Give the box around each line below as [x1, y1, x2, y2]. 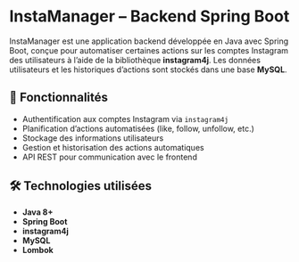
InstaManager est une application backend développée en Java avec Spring [9, 36, 289, 46]
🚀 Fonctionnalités [9, 90, 109, 105]
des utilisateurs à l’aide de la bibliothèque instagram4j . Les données [9, 54, 262, 65]
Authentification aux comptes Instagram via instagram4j [21, 113, 229, 124]
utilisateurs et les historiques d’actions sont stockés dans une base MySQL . [9, 64, 287, 75]
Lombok [21, 244, 54, 255]
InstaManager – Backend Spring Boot [9, 6, 290, 27]
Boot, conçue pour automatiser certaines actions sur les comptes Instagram [9, 45, 288, 55]
